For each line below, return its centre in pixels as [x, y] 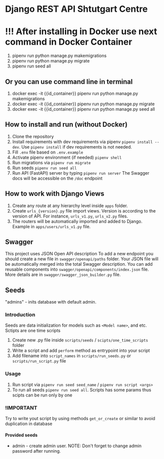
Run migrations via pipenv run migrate [51, 162]
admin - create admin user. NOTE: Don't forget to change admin [77, 446]
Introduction [20, 315]
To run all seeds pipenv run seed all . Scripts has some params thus [82, 390]
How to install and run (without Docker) [66, 125]
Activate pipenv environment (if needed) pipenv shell [67, 157]
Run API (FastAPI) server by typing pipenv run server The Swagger [81, 173]
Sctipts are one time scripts [33, 331]
